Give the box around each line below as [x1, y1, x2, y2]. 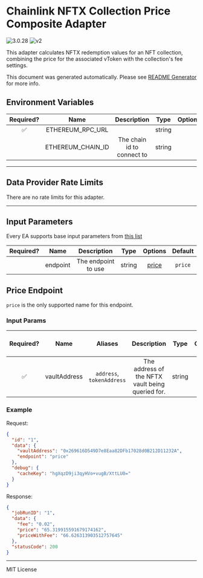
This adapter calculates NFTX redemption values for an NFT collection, [6, 48, 183, 56]
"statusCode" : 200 [11, 544, 59, 550]
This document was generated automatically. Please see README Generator [6, 73, 197, 80]
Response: [6, 493, 33, 500]
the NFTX [135, 372, 163, 381]
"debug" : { [11, 465, 39, 471]
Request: [6, 419, 28, 427]
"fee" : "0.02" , [17, 521, 56, 527]
